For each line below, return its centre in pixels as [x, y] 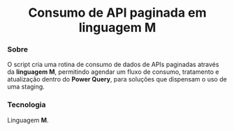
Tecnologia [27, 105]
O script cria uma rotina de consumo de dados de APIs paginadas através [113, 65]
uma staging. [26, 87]
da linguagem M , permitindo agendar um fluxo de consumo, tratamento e [113, 72]
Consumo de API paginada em [117, 13]
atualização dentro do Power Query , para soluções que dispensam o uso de [117, 79]
